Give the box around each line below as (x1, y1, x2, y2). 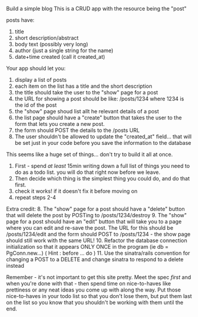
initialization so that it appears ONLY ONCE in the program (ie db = (6, 243, 169, 250)
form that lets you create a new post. (14, 121, 105, 127)
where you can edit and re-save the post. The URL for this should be (6, 224, 174, 231)
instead (6, 262, 25, 269)
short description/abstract (14, 34, 79, 41)
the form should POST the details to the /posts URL (14, 127, 140, 134)
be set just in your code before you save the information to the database (14, 140, 191, 146)
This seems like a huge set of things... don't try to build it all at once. (6, 151, 173, 158)
